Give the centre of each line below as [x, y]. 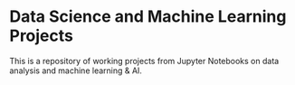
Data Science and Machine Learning [148, 17]
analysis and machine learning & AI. [76, 71]
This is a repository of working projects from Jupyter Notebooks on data [144, 61]
